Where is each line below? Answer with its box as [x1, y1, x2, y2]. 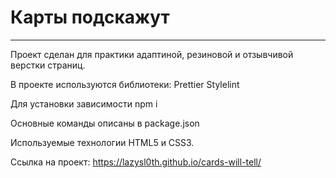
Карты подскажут [10, 6, 170, 29]
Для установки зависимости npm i [10, 97, 158, 110]
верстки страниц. [10, 59, 86, 71]
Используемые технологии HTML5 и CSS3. [10, 136, 195, 148]
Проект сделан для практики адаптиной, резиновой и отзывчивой [10, 48, 294, 60]
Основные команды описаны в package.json [10, 117, 200, 129]
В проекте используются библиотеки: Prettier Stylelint [10, 78, 240, 90]
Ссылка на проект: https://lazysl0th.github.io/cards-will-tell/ [10, 156, 262, 168]
